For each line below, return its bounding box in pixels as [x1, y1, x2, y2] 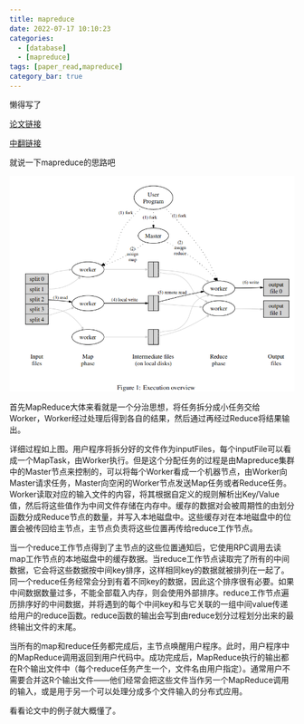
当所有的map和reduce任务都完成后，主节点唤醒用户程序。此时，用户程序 [9, 641, 282, 652]
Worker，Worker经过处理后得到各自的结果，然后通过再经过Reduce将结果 [9, 413, 282, 424]
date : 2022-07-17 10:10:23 [9, 24, 111, 34]
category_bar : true [9, 72, 83, 82]
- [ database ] [17, 43, 67, 53]
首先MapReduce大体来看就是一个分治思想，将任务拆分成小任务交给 [9, 401, 261, 412]
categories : [9, 34, 54, 43]
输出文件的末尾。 [16, 622, 81, 632]
